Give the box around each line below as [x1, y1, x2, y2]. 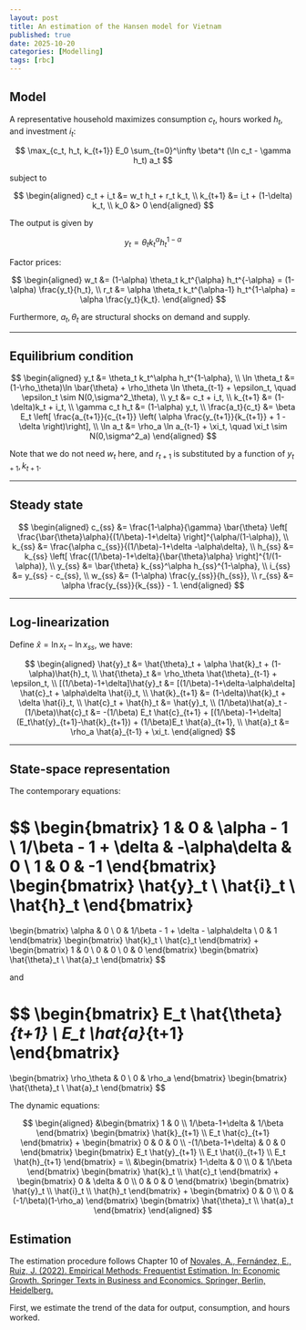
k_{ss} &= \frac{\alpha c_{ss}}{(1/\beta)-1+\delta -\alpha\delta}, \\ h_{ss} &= [12, 541, 294, 552]
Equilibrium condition [9, 348, 134, 365]
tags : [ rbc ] [9, 56, 55, 65]
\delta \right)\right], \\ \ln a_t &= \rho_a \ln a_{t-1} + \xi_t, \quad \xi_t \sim [18, 421, 288, 432]
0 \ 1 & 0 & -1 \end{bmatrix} [9, 856, 217, 877]
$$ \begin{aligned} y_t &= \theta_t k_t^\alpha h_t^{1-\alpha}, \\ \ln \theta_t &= [10, 373, 296, 384]
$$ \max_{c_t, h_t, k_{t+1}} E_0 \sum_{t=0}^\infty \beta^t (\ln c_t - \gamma [15, 145, 291, 156]
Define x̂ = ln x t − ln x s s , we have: [9, 639, 134, 652]
